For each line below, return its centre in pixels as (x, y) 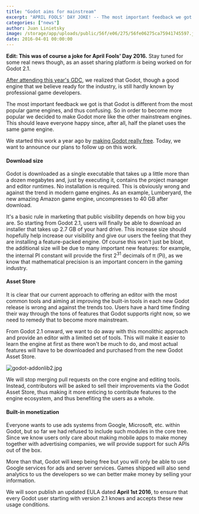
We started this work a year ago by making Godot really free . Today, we (94, 141)
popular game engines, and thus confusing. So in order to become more (94, 110)
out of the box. (24, 450)
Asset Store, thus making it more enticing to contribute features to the (91, 392)
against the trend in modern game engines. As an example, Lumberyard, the (99, 192)
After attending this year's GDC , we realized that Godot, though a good (93, 80)
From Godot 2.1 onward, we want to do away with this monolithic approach (97, 332)
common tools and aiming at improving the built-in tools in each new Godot (98, 301)
